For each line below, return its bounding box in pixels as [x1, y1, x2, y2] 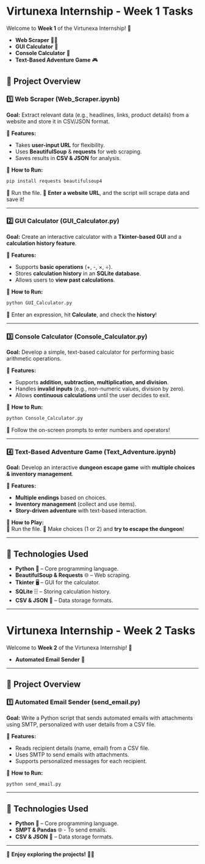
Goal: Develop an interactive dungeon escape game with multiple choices [6, 464, 195, 471]
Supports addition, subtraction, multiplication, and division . [15, 378, 169, 386]
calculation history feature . [6, 240, 77, 247]
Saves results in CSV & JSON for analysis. [15, 154, 121, 161]
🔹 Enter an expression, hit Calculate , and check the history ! [6, 310, 157, 318]
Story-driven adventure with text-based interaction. [15, 507, 148, 514]
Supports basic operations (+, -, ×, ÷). [15, 263, 113, 270]
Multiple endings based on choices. [15, 494, 107, 502]
